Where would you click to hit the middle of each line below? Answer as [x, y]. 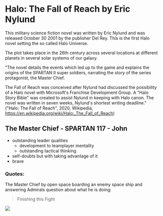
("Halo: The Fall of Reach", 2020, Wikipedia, [49, 108]
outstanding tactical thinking [48, 151]
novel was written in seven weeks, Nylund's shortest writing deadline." [76, 103]
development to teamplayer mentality [57, 146]
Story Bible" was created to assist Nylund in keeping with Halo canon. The [80, 97]
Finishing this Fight [36, 199]
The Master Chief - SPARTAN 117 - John [66, 129]
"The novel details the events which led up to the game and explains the [77, 67]
